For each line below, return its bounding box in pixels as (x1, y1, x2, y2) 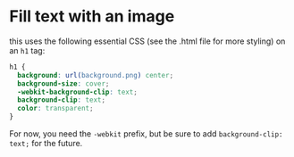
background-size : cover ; (17, 78, 110, 88)
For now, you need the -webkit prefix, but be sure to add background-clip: (9, 128, 283, 139)
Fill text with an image (9, 6, 175, 27)
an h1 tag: (9, 45, 46, 55)
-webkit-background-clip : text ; (17, 87, 139, 96)
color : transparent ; (17, 104, 94, 113)
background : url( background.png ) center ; (17, 70, 174, 79)
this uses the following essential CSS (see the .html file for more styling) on (9, 36, 286, 46)
